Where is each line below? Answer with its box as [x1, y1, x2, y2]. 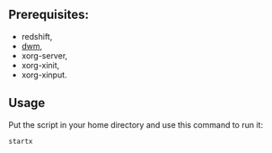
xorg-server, [21, 49, 68, 61]
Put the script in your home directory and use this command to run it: [8, 119, 264, 130]
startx [8, 137, 33, 146]
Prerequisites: [8, 7, 89, 22]
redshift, [21, 31, 53, 41]
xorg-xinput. [21, 69, 68, 80]
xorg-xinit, [21, 59, 60, 70]
